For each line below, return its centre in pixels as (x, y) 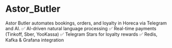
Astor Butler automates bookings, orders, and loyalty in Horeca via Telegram (86, 23)
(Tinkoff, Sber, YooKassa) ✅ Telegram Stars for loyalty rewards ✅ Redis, (81, 34)
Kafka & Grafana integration (35, 40)
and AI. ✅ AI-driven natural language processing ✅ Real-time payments (81, 28)
